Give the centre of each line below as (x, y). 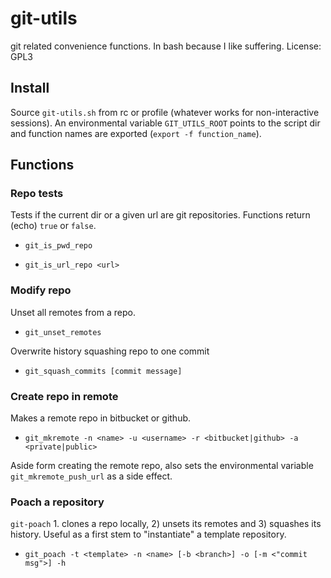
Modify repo (41, 290)
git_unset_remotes (63, 332)
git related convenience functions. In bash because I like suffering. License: (166, 46)
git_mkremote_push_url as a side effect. (91, 476)
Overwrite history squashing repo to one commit (110, 351)
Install (30, 88)
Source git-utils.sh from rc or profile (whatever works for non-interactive (165, 112)
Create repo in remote (64, 396)
